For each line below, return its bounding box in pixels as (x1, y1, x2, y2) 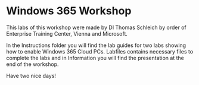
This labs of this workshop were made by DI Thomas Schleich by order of (6, 24, 186, 31)
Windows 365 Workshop (6, 4, 132, 18)
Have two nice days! (6, 72, 57, 79)
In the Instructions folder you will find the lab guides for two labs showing (6, 42, 186, 49)
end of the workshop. (6, 61, 59, 68)
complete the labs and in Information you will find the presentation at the (6, 54, 185, 61)
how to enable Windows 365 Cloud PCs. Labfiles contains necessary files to (6, 48, 194, 55)
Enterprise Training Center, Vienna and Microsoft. (6, 30, 128, 37)
